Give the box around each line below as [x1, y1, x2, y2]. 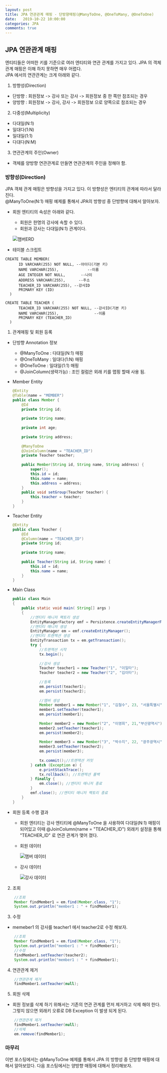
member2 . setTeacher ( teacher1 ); [39, 726, 104, 731]
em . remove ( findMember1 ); [14, 1031, 66, 1036]
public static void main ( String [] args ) [21, 606, 111, 611]
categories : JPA [5, 21, 39, 26]
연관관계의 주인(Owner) [12, 150, 59, 155]
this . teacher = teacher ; [30, 495, 82, 500]
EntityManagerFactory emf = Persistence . [30, 619, 118, 624]
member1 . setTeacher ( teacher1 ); [39, 707, 104, 712]
